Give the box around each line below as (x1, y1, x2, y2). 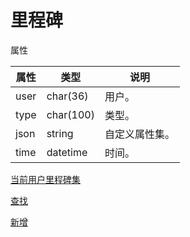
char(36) (46, 89, 89, 103)
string (46, 126, 74, 140)
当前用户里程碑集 (10, 173, 81, 185)
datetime (46, 145, 88, 159)
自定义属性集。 (104, 127, 175, 141)
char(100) (46, 107, 95, 121)
